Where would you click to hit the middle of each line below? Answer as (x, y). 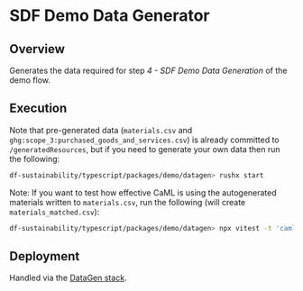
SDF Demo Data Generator (110, 16)
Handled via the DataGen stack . (69, 278)
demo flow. (30, 80)
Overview (37, 49)
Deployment (45, 256)
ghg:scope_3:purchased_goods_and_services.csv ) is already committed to (144, 140)
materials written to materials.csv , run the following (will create (128, 202)
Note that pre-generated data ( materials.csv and (101, 130)
